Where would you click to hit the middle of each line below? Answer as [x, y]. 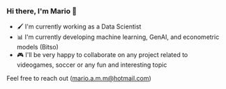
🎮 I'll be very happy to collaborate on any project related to [102, 55]
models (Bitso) [37, 47]
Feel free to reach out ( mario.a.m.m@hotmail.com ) [79, 79]
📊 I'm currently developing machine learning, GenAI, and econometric [118, 37]
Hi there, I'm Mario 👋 [42, 11]
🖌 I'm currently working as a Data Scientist [79, 26]
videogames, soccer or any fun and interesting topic [92, 65]
